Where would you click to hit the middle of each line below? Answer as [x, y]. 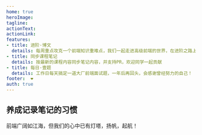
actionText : [21, 28]
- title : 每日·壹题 [29, 67]
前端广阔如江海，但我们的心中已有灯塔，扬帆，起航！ [72, 125]
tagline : [17, 23]
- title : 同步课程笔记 [32, 56]
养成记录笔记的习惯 [42, 110]
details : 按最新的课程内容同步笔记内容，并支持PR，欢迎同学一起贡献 [87, 62]
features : [19, 40]
